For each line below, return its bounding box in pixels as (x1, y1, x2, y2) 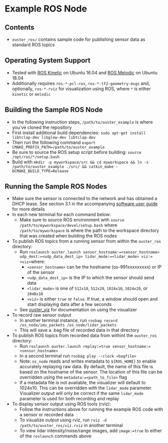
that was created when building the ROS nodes (19, 233, 117, 239)
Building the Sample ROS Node (5, 106, 103, 114)
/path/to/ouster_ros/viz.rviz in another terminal (19, 422, 123, 428)
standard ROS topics (12, 42, 55, 48)
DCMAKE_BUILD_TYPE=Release (12, 168, 69, 173)
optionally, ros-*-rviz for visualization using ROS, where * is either (12, 85, 151, 92)
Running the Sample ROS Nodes (5, 182, 107, 191)
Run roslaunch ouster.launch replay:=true (19, 343, 110, 349)
